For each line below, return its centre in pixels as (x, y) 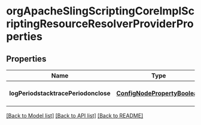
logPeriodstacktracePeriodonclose (60, 93)
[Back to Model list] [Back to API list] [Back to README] (75, 116)
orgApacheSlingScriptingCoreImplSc (100, 11)
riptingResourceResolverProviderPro (100, 24)
